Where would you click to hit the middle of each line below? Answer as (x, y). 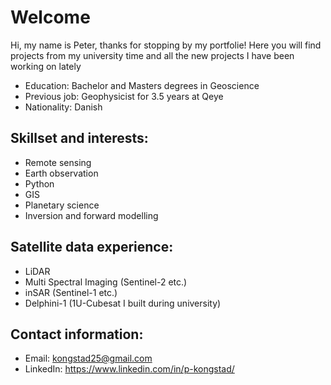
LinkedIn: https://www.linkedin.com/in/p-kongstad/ (129, 369)
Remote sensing (58, 162)
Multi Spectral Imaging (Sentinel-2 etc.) (106, 282)
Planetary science (62, 205)
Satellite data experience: (92, 247)
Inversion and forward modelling (91, 215)
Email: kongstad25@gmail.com (88, 358)
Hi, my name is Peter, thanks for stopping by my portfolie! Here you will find (166, 45)
